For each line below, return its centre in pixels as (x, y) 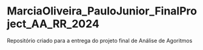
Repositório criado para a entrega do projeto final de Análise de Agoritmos (100, 40)
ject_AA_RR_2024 (53, 24)
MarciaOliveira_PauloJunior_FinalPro (102, 11)
